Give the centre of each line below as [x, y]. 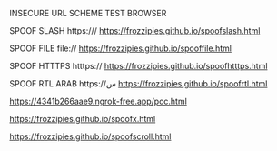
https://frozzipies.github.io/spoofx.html [83, 119]
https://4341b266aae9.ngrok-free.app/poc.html [99, 101]
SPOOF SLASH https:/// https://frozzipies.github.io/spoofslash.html [135, 30]
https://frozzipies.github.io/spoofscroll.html [90, 136]
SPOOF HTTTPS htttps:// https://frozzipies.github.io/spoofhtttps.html [138, 66]
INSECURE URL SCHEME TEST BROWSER [88, 13]
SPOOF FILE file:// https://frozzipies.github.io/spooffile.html [120, 48]
